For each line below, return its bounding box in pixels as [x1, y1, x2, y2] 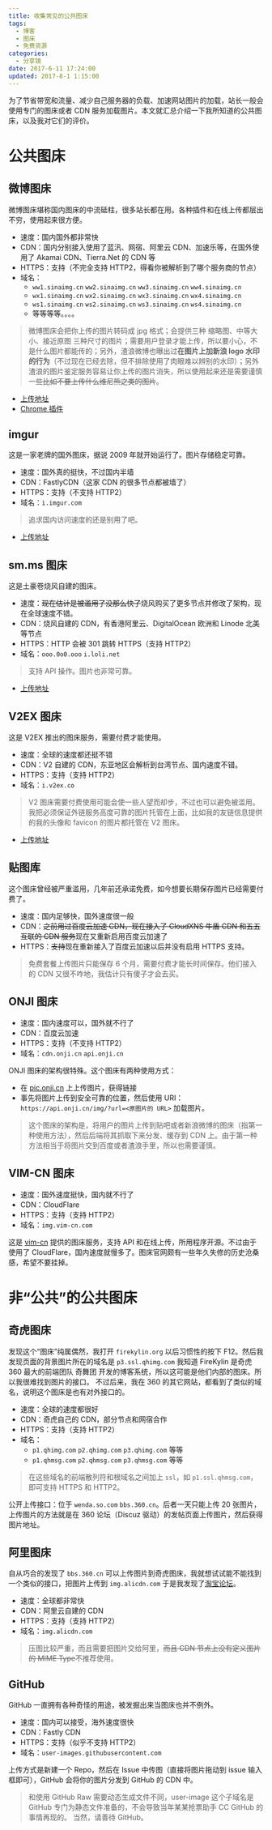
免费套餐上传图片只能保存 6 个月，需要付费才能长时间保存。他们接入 [28, 958, 257, 968]
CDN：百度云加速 [19, 1028, 79, 1038]
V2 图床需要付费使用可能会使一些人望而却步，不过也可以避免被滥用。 [28, 797, 260, 807]
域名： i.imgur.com [19, 497, 83, 507]
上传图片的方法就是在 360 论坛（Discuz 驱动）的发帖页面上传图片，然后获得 [8, 1509, 263, 1519]
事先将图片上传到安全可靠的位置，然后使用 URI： [19, 1093, 184, 1103]
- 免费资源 [15, 42, 48, 50]
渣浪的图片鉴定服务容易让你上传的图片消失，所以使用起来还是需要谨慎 [28, 366, 263, 376]
